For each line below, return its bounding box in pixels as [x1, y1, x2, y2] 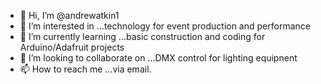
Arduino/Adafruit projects [19, 41, 125, 53]
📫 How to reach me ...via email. [19, 63, 152, 75]
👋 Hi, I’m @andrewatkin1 [19, 10, 120, 21]
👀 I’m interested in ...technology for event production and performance [19, 20, 311, 32]
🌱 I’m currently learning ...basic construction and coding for [19, 31, 266, 42]
